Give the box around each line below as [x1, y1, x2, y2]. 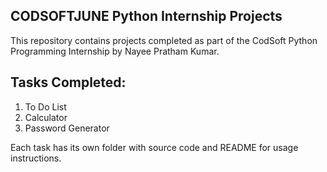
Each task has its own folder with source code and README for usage [10, 141, 299, 153]
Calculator [24, 111, 68, 123]
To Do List [24, 100, 67, 113]
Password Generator [24, 122, 110, 134]
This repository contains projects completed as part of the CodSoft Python [10, 34, 318, 46]
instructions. [10, 152, 62, 164]
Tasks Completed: [10, 74, 127, 91]
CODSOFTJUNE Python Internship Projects [10, 8, 283, 25]
